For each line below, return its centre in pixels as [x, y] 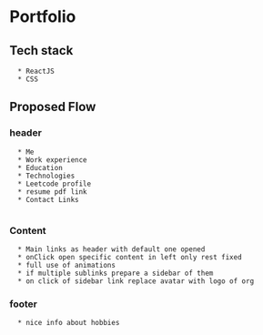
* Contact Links [48, 199]
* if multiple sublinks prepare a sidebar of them [116, 273]
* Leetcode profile [55, 184]
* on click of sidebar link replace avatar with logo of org [136, 281]
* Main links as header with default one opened [111, 249]
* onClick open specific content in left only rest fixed [130, 257]
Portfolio [43, 17]
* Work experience [53, 160]
